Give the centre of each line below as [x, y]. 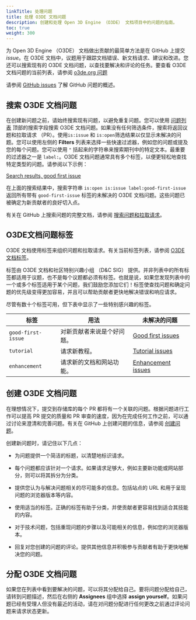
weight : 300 [20, 33]
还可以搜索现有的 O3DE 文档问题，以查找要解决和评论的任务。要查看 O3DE [96, 65]
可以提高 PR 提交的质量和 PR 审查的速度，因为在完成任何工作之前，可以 [97, 416]
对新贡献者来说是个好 [90, 331]
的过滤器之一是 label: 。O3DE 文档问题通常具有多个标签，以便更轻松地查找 [96, 157]
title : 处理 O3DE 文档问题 [36, 17]
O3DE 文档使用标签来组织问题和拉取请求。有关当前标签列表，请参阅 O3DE [95, 250]
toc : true [18, 28]
